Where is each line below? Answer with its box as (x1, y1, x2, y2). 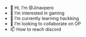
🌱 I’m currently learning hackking (10, 15, 79, 21)
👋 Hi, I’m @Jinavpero (10, 5, 54, 10)
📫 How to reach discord (10, 26, 62, 32)
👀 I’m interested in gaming (10, 10, 65, 16)
